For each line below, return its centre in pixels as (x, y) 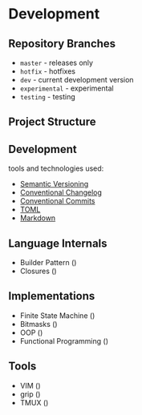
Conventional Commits (57, 201)
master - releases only (57, 62)
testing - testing (48, 97)
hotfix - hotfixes (48, 71)
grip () (30, 394)
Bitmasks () (39, 324)
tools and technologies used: (56, 168)
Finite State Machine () (57, 315)
